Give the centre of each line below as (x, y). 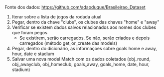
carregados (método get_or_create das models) (68, 43)
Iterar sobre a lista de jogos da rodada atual (57, 17)
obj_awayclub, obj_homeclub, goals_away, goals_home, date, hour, (81, 64)
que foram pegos (30, 33)
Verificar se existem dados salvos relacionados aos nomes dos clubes (84, 27)
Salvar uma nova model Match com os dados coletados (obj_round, (81, 59)
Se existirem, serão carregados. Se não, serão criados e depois (84, 38)
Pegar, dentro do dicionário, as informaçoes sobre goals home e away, (84, 48)
